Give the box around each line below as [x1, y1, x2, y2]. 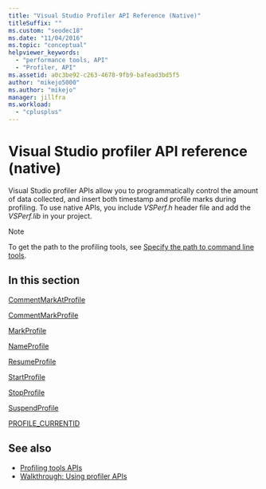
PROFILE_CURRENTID [8, 418, 80, 428]
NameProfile [8, 341, 49, 351]
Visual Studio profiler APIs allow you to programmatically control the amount [8, 185, 259, 195]
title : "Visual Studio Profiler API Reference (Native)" [8, 11, 201, 20]
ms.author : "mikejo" [8, 85, 77, 94]
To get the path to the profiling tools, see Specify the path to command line [8, 242, 255, 251]
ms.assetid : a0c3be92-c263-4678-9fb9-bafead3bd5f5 [8, 71, 180, 79]
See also [8, 442, 52, 455]
